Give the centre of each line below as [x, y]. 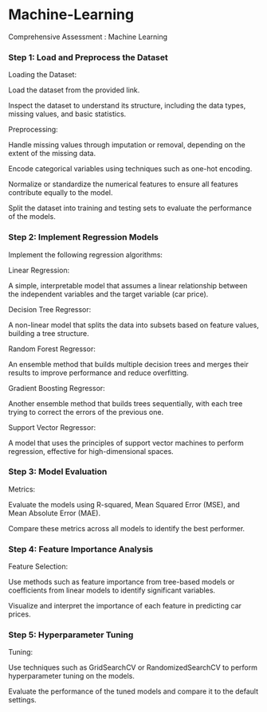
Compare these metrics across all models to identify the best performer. [127, 528]
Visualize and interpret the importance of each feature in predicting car [125, 606]
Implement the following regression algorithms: [86, 254]
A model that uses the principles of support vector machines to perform [126, 443]
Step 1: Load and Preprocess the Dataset [88, 57]
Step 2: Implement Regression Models [84, 237]
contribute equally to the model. [61, 193]
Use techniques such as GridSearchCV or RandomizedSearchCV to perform [133, 667]
